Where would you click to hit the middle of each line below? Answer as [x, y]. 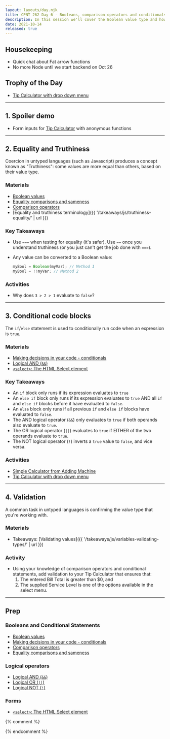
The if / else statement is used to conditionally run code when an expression [85, 328]
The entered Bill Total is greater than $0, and [67, 580]
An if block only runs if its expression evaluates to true [71, 393]
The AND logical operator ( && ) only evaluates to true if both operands [85, 420]
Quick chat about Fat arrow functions [51, 61]
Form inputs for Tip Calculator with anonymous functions [72, 128]
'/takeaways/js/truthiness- [124, 212]
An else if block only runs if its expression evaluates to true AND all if [88, 398]
